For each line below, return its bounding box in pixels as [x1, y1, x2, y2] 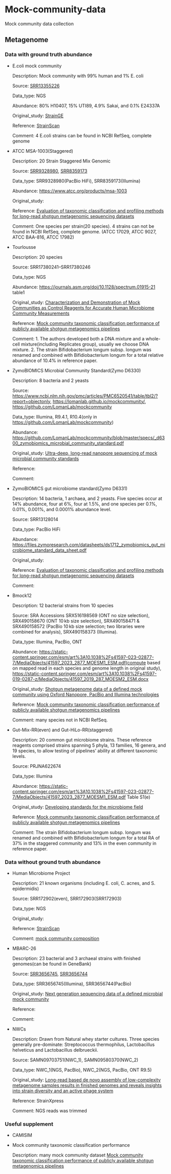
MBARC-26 [12, 945, 36, 951]
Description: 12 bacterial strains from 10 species [12, 602, 114, 608]
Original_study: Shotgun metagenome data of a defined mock [12, 685, 142, 692]
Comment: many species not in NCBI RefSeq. [12, 716, 108, 723]
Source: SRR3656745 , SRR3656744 [12, 970, 88, 977]
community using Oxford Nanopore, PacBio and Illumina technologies [12, 691, 159, 697]
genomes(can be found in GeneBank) [12, 961, 92, 967]
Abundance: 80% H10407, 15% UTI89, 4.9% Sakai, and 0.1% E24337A [12, 102, 160, 109]
